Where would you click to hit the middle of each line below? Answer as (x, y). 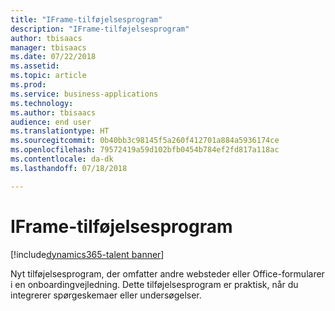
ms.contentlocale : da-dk (62, 159)
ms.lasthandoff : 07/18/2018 (69, 168)
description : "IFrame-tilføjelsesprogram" (100, 29)
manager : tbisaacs (48, 47)
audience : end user (51, 122)
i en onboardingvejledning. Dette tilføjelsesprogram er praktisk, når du (154, 284)
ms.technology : (42, 103)
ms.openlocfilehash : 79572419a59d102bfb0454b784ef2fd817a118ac (145, 150)
